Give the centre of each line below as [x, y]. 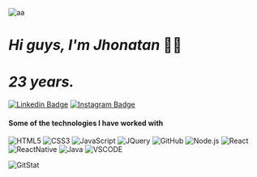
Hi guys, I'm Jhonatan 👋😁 [95, 45]
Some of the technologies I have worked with [86, 123]
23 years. [41, 82]
